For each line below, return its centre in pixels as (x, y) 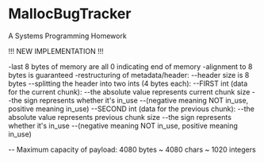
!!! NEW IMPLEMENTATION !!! (56, 51)
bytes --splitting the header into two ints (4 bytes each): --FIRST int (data (128, 83)
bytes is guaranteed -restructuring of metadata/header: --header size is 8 (129, 75)
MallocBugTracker (70, 14)
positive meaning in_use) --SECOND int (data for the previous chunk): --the (132, 109)
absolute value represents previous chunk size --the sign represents (120, 117)
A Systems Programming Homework (67, 36)
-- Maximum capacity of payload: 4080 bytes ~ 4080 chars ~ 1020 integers (132, 149)
